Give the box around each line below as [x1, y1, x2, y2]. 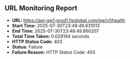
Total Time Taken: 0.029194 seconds [11, 33, 89, 39]
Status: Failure [11, 43, 43, 49]
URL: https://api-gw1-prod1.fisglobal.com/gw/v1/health [11, 17, 125, 23]
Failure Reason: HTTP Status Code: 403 [11, 49, 95, 55]
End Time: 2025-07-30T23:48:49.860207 [11, 27, 99, 34]
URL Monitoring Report [4, 4, 78, 12]
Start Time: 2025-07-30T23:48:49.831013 [11, 22, 100, 28]
